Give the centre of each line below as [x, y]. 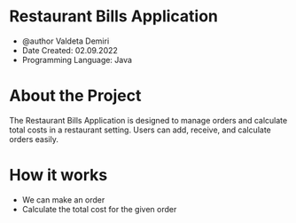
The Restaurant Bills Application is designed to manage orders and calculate [148, 120]
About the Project [75, 96]
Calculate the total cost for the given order [99, 209]
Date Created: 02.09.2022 [70, 50]
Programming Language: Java [77, 60]
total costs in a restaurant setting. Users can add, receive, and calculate [140, 130]
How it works [58, 175]
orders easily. [34, 139]
